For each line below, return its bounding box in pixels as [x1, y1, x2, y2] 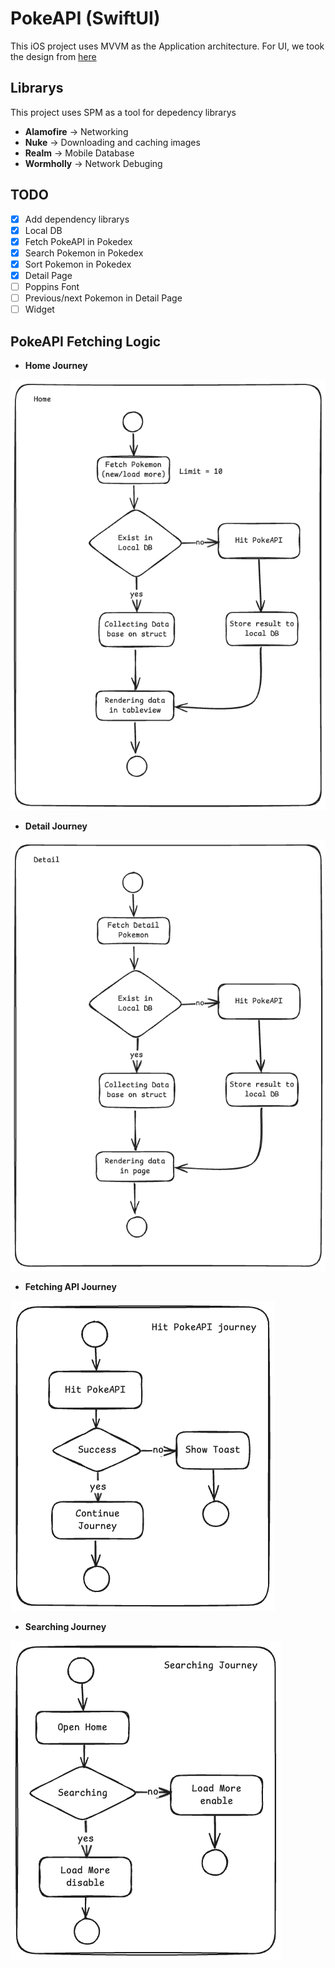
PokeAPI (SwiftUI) [10, 7, 161, 30]
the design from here [10, 50, 97, 62]
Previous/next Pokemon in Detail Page [24, 292, 183, 304]
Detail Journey [24, 820, 88, 832]
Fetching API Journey [24, 1281, 117, 1293]
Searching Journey [24, 1621, 107, 1633]
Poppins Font [24, 280, 80, 292]
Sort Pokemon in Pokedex [24, 258, 132, 270]
